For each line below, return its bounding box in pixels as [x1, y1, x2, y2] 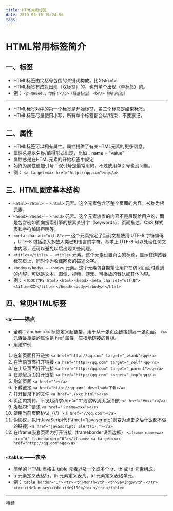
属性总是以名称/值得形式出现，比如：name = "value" [13, 150, 125, 156]
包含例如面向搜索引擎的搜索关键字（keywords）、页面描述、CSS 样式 [17, 219, 164, 225]
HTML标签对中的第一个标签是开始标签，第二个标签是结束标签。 [13, 106, 148, 112]
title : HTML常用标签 [6, 7, 47, 13]
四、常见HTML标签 [6, 299, 66, 308]
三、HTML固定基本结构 [6, 185, 80, 194]
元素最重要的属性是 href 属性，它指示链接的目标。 [13, 335, 120, 341]
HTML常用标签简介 [6, 41, 86, 52]
